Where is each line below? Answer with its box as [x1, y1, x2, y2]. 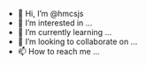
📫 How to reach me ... [17, 47, 100, 56]
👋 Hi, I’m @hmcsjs [17, 9, 84, 18]
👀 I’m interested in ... [17, 18, 93, 28]
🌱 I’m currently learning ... [17, 27, 112, 37]
